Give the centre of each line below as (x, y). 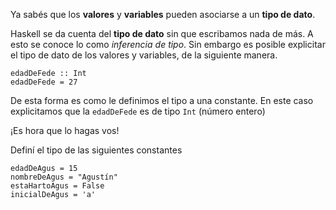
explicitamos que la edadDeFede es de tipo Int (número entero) (138, 111)
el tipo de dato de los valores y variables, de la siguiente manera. (144, 55)
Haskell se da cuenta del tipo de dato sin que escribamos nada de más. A (162, 33)
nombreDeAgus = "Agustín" (64, 177)
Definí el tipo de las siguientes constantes (96, 150)
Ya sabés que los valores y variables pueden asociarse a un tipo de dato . (163, 14)
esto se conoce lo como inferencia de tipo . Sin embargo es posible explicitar (168, 44)
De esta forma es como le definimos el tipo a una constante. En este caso (162, 100)
